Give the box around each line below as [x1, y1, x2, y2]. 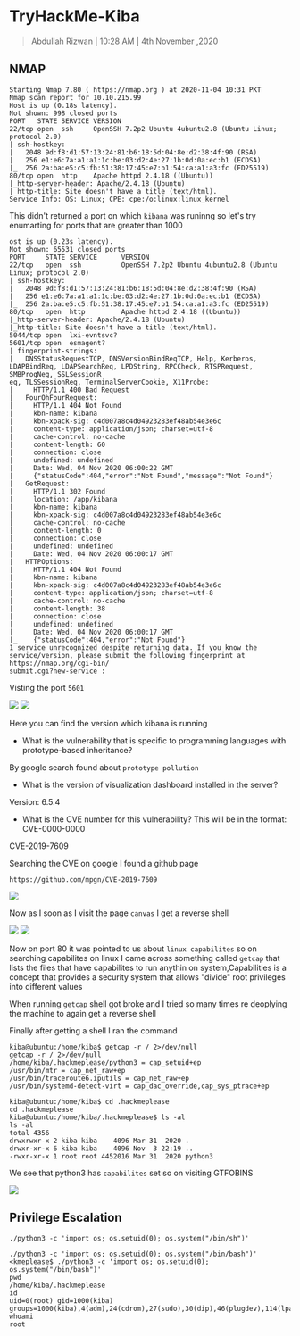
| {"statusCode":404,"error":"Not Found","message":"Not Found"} [9, 471, 274, 480]
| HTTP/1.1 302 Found [9, 486, 105, 496]
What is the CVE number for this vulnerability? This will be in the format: [21, 814, 287, 825]
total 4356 [9, 1128, 50, 1137]
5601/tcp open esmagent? [9, 338, 105, 347]
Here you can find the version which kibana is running [9, 718, 208, 728]
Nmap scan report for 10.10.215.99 [9, 93, 142, 102]
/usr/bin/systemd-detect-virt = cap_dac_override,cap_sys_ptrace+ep [9, 1082, 270, 1091]
